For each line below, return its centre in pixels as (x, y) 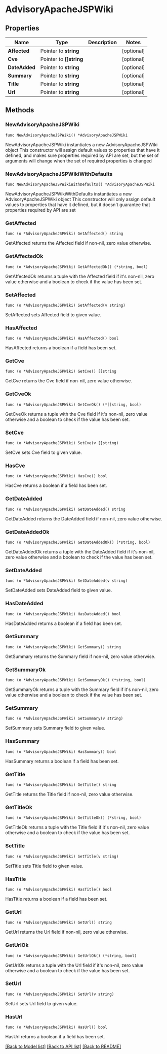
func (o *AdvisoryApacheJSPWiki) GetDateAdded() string (65, 509)
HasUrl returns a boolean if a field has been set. (55, 1037)
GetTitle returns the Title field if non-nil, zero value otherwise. (70, 794)
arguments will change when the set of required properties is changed (78, 160)
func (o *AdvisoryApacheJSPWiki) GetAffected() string (64, 234)
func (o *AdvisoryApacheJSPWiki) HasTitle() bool (59, 890)
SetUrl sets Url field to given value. (41, 1003)
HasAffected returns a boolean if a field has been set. (61, 348)
